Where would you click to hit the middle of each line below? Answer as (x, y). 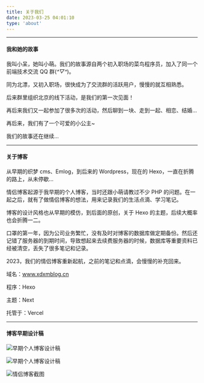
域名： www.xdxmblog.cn (38, 274)
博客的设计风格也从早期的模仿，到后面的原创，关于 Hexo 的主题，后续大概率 (102, 212)
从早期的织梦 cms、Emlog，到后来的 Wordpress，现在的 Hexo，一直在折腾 (100, 171)
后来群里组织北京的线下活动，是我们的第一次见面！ (70, 97)
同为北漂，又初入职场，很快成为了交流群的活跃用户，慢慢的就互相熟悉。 (97, 84)
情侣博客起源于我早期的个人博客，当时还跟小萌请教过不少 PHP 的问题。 (96, 191)
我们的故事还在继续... (33, 136)
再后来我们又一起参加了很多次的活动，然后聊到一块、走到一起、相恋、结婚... (102, 110)
